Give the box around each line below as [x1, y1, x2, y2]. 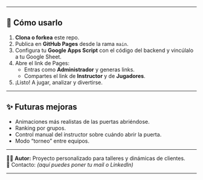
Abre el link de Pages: [14, 59, 69, 66]
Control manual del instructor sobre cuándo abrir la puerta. [14, 130, 162, 138]
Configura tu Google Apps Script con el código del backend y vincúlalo [14, 47, 194, 54]
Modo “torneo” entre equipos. [14, 137, 89, 144]
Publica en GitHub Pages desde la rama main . [14, 40, 129, 47]
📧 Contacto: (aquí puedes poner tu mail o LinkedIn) [6, 161, 134, 168]
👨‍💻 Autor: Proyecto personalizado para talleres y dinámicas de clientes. [6, 155, 185, 162]
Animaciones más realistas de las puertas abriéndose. [14, 118, 150, 125]
